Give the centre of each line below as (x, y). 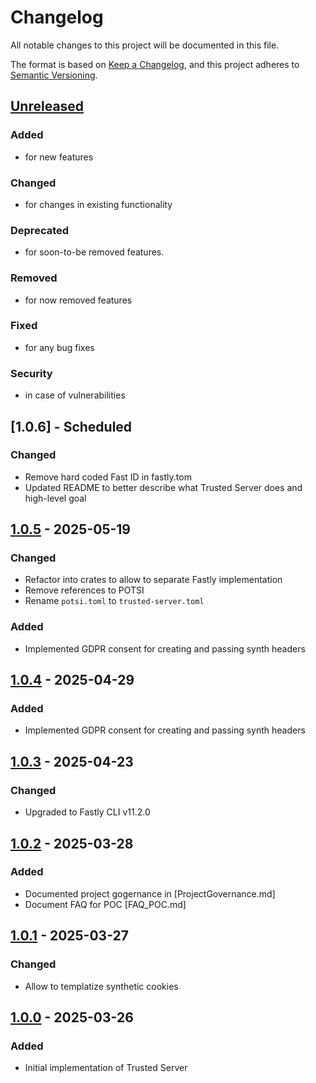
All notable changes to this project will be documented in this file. (145, 45)
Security (31, 373)
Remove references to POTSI (84, 590)
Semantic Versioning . (54, 75)
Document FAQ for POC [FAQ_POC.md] (105, 904)
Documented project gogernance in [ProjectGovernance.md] (150, 893)
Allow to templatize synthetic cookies (101, 986)
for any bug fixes (59, 347)
